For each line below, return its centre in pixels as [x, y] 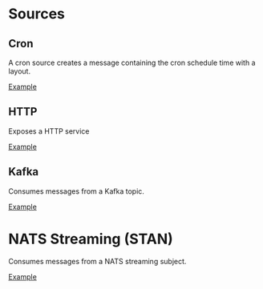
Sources [37, 14]
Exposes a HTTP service [49, 131]
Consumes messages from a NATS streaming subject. [97, 261]
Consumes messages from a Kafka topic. [76, 191]
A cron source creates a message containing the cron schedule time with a [132, 62]
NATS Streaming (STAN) [91, 239]
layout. [19, 71]
